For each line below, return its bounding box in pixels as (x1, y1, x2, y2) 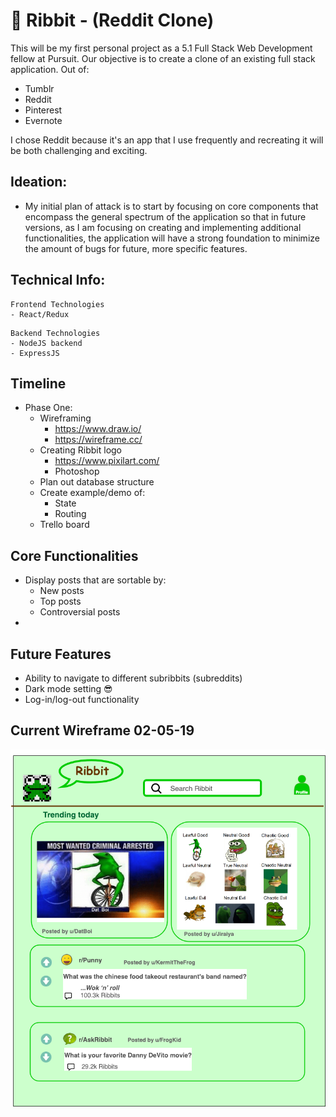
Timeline (10, 375, 67, 392)
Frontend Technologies (10, 299, 105, 309)
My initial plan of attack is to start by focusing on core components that (24, 200, 319, 212)
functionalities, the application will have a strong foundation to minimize (24, 232, 320, 244)
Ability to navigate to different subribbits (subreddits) (24, 672, 243, 684)
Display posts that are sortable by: (24, 574, 167, 586)
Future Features (10, 645, 112, 663)
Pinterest (24, 104, 63, 116)
